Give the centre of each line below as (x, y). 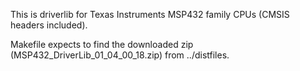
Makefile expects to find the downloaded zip (102, 44)
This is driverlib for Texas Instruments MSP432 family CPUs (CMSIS (150, 14)
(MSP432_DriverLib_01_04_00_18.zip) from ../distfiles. (120, 55)
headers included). (49, 25)
